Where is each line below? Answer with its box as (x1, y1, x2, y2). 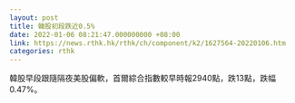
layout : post (9, 13, 59, 23)
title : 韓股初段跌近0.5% (9, 22, 95, 31)
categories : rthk (9, 47, 75, 56)
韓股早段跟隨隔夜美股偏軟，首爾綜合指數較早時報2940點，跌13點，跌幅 (9, 73, 277, 84)
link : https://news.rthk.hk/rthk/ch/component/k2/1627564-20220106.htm (9, 38, 286, 48)
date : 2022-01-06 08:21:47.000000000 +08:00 (9, 30, 181, 39)
